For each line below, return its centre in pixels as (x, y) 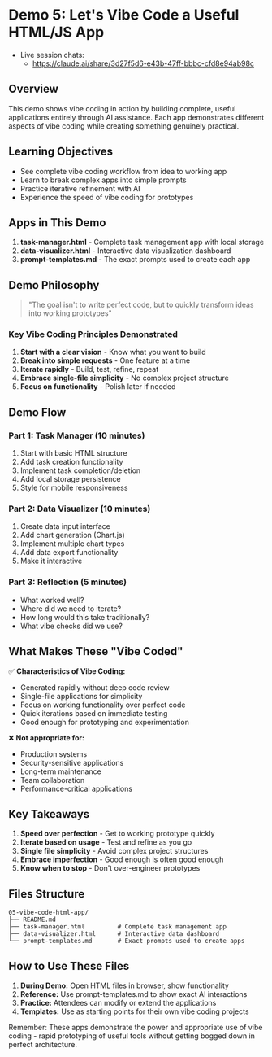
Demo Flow (37, 412)
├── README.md (32, 920)
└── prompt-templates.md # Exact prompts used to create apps (127, 941)
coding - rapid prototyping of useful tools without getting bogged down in (132, 1036)
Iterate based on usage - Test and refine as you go (106, 842)
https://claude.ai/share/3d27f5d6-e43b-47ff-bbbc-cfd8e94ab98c (143, 63)
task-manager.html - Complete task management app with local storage (142, 242)
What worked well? (52, 600)
